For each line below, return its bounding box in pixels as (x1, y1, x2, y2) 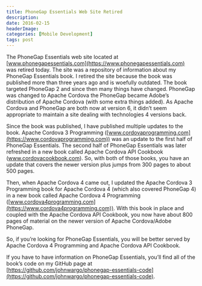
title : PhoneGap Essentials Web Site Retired (6, 8, 122, 15)
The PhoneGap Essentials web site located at (6, 54, 119, 60)
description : (6, 14, 39, 20)
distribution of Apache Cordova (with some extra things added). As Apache (6, 98, 194, 105)
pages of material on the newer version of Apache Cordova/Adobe (6, 217, 172, 225)
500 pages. (6, 167, 35, 175)
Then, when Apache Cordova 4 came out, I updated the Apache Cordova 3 (6, 179, 193, 186)
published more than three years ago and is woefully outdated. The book (6, 79, 187, 86)
